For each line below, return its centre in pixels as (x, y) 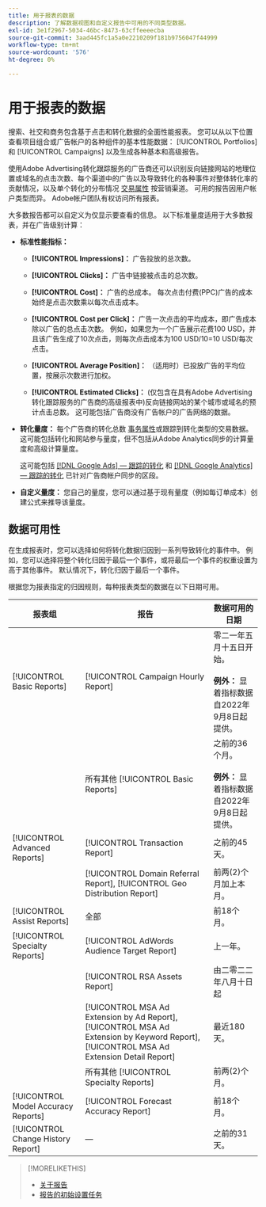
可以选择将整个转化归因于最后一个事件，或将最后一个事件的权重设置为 (143, 560)
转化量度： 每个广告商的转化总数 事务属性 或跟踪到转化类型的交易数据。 (136, 428)
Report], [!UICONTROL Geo (136, 883)
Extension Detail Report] (130, 1057)
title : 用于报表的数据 (42, 15)
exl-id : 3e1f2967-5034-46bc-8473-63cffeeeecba (86, 30)
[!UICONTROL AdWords (129, 941)
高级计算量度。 (58, 448)
